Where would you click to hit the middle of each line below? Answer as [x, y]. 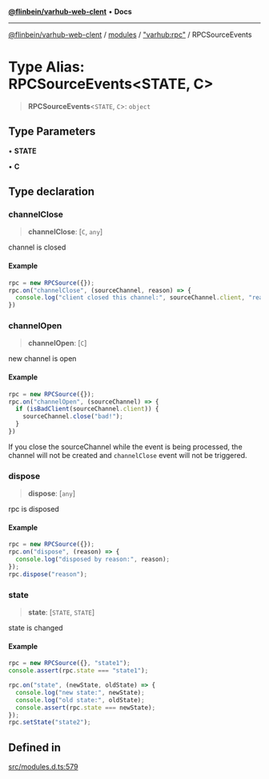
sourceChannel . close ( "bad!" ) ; [73, 416]
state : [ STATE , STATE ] [61, 612]
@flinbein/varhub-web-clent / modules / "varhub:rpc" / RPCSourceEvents [130, 34]
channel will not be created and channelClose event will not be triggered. [128, 455]
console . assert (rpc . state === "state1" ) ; [78, 671]
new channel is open [42, 359]
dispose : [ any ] [52, 493]
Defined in [35, 747]
